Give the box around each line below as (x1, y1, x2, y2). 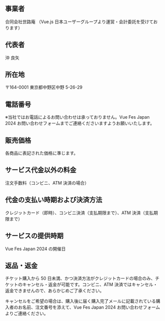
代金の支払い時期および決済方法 (5, 196, 102, 204)
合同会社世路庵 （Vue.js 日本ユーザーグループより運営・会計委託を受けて (5, 19, 154, 25)
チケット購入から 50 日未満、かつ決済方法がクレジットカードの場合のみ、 (5, 275, 156, 282)
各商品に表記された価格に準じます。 (5, 150, 78, 156)
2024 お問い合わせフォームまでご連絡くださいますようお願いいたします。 (5, 120, 155, 127)
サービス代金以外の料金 (5, 166, 76, 174)
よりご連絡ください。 (5, 311, 48, 317)
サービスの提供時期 (5, 232, 64, 240)
